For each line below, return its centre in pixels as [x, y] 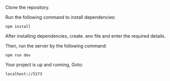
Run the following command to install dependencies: [61, 17]
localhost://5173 [24, 74]
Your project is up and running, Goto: [44, 65]
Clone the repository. [27, 7]
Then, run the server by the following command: [56, 46]
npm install [18, 26]
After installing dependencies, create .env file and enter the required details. [86, 36]
